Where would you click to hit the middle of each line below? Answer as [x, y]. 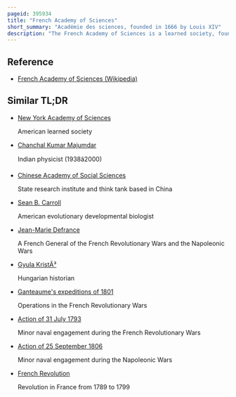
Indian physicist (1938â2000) [60, 159]
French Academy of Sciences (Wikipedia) [78, 79]
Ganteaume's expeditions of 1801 [65, 292]
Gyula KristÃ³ [37, 264]
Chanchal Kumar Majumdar [57, 145]
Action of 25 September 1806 [60, 346]
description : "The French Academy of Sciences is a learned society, [111, 33]
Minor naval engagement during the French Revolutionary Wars [109, 332]
